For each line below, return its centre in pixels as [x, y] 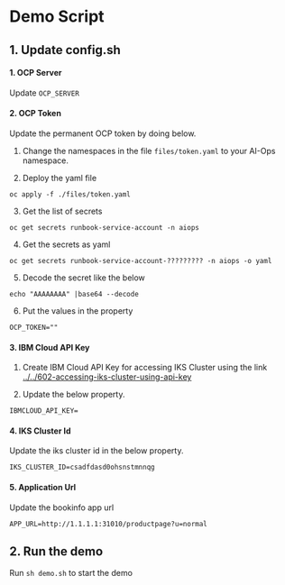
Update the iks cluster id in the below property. [97, 451]
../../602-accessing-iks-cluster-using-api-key [107, 377]
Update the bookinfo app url [62, 507]
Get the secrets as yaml [66, 244]
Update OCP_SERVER [44, 93]
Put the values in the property [78, 311]
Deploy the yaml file [60, 178]
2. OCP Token [35, 114]
